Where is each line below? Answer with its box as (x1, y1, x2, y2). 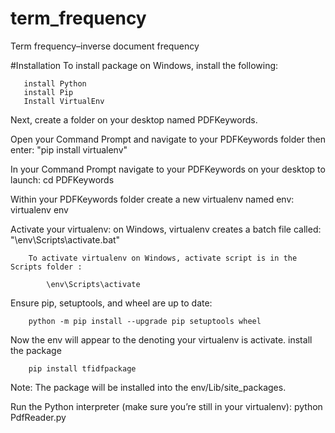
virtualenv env (10, 203, 69, 216)
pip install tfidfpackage (28, 363, 137, 374)
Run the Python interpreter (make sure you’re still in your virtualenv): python (10, 400, 323, 412)
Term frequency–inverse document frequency (10, 40, 200, 52)
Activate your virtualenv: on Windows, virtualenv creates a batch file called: (10, 223, 322, 235)
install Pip (23, 87, 74, 97)
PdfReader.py (10, 411, 67, 423)
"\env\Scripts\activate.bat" (10, 233, 121, 246)
